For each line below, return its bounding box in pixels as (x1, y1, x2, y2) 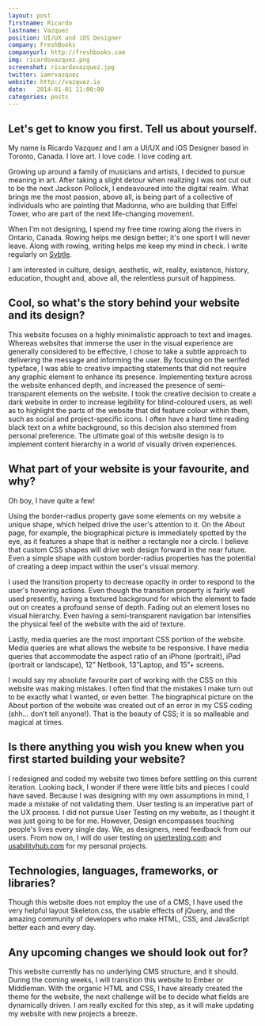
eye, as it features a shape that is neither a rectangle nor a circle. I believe (8, 536, 249, 546)
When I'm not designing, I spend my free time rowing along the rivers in (8, 224, 241, 234)
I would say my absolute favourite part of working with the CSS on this (8, 675, 237, 684)
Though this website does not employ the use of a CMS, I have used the (8, 898, 244, 907)
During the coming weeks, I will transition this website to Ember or (8, 975, 224, 985)
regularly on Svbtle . (8, 250, 73, 259)
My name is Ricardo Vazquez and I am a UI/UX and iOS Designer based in (8, 144, 249, 153)
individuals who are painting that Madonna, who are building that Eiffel (8, 201, 237, 210)
